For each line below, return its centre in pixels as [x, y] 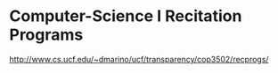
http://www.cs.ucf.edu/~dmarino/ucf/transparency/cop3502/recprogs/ [139, 59]
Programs [46, 35]
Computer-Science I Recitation [126, 16]
